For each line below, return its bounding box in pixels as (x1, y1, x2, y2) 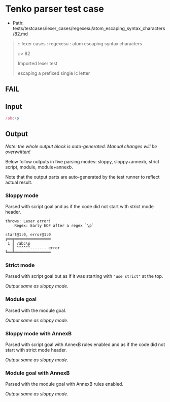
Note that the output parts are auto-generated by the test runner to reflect (5, 174, 160, 180)
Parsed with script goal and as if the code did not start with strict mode (5, 204, 154, 210)
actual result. (5, 179, 32, 185)
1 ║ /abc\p (7, 241, 30, 246)
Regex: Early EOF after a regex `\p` (14, 223, 94, 228)
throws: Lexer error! (5, 219, 51, 224)
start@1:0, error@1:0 (5, 232, 51, 237)
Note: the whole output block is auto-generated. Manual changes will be (5, 143, 157, 149)
